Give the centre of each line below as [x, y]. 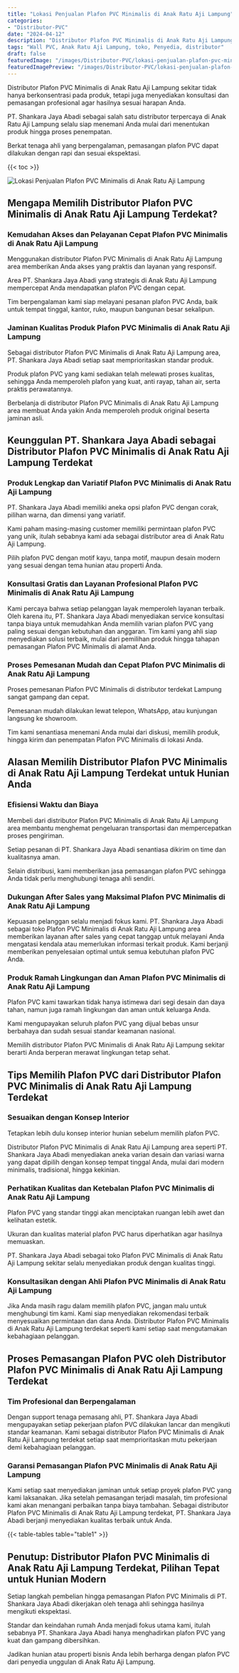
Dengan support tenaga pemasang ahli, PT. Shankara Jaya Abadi [103, 1417]
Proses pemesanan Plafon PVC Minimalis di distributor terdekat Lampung [115, 689]
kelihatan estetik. [32, 1220]
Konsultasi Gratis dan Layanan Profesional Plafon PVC [103, 584]
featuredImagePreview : [41, 67]
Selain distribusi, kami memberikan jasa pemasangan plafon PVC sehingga [117, 871]
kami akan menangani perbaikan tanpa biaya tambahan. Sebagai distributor [118, 1505]
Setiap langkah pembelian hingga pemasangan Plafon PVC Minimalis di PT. [117, 1597]
